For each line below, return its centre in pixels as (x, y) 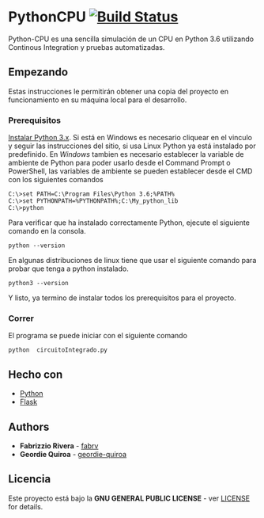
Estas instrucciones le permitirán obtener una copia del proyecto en (119, 91)
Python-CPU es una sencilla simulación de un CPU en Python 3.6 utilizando (131, 39)
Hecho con (36, 374)
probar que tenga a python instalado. (68, 269)
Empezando (38, 72)
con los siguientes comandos (56, 180)
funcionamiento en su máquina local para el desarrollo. (98, 100)
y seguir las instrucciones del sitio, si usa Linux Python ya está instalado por (132, 146)
